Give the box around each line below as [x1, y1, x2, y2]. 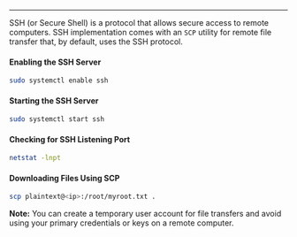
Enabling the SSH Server [9, 57, 102, 67]
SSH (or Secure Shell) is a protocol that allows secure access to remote [9, 18, 270, 27]
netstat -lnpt [9, 154, 62, 163]
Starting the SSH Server [9, 95, 99, 106]
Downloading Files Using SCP [9, 172, 120, 183]
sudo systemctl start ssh [9, 115, 104, 124]
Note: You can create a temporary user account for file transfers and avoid [9, 209, 282, 219]
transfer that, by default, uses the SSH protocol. [9, 36, 183, 47]
